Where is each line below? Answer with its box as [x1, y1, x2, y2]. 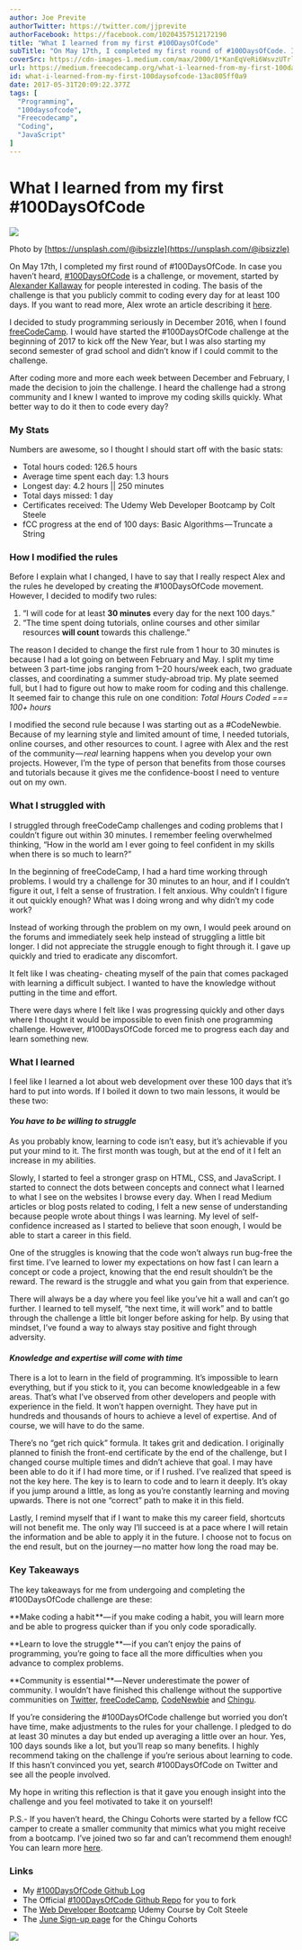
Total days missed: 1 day [22, 490, 114, 501]
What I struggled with [9, 799, 106, 812]
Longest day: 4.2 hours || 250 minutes [22, 480, 164, 491]
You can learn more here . [9, 1842, 103, 1853]
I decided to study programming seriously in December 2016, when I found [9, 316, 287, 327]
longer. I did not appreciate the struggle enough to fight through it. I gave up [9, 940, 291, 951]
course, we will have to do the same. [9, 1420, 146, 1431]
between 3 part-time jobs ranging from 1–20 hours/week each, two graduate [9, 664, 293, 675]
